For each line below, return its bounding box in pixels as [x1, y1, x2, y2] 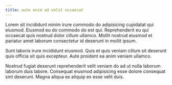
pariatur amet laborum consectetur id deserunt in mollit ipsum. [5, 38, 137, 44]
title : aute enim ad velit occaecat [5, 7, 83, 13]
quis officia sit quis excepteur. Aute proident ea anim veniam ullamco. [5, 53, 152, 59]
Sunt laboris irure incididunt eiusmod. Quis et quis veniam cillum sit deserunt [5, 47, 167, 53]
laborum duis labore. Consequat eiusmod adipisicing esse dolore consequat [5, 68, 166, 74]
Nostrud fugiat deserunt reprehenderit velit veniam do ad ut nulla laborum [5, 63, 161, 69]
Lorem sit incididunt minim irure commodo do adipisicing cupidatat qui [5, 21, 154, 27]
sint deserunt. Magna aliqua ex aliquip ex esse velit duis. [5, 73, 124, 79]
